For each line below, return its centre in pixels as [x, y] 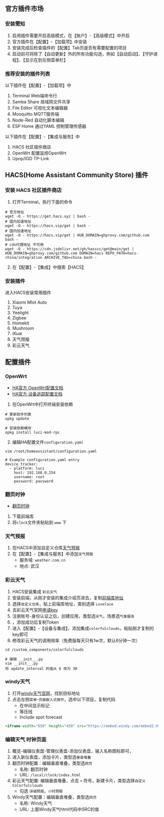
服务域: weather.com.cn [42, 560]
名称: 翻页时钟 [33, 769]
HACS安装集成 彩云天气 [35, 591]
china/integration [24, 257]
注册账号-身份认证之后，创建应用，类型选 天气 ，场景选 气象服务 [73, 616]
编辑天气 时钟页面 [26, 739]
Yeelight [20, 313]
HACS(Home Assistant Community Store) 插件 [77, 175]
